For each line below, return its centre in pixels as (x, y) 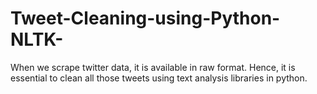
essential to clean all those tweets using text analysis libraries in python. (159, 78)
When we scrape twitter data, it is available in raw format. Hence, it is (153, 67)
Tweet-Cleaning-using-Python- (145, 18)
